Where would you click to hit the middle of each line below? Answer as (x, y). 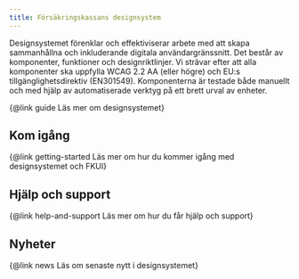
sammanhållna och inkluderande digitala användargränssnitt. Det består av (146, 52)
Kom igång (40, 136)
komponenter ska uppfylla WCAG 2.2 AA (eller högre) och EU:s (125, 71)
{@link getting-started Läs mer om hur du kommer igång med (122, 157)
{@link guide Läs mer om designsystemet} (87, 107)
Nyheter (32, 244)
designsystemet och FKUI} (58, 167)
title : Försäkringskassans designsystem (85, 17)
